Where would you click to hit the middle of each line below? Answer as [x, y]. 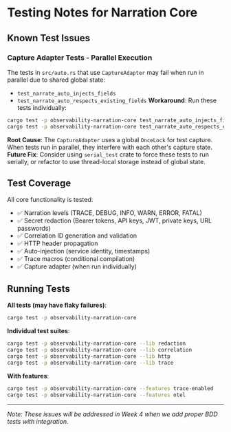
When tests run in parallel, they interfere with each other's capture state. [110, 147]
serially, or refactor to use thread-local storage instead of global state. [107, 161]
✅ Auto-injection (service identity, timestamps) [84, 251]
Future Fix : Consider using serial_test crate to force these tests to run [108, 154]
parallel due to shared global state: [56, 80]
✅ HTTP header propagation [57, 243]
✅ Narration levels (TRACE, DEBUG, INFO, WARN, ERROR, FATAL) [110, 213]
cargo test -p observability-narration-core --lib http [89, 356]
